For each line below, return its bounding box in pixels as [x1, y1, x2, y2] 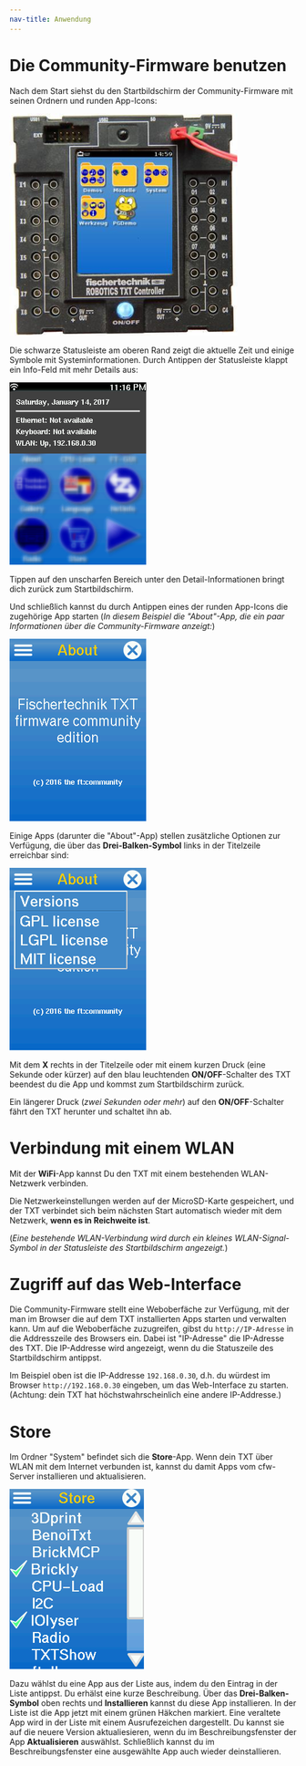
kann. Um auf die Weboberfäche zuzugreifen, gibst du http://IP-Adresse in [9, 1323, 294, 1335]
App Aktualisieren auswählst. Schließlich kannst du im [9, 1737, 215, 1748]
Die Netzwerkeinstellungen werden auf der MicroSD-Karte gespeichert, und [9, 1195, 294, 1206]
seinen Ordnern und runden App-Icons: [9, 95, 158, 106]
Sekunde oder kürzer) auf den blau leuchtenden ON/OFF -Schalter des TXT [9, 1069, 291, 1079]
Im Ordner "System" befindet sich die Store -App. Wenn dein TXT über [9, 1451, 273, 1462]
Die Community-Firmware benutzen [9, 55, 287, 76]
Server [9, 1471, 35, 1482]
